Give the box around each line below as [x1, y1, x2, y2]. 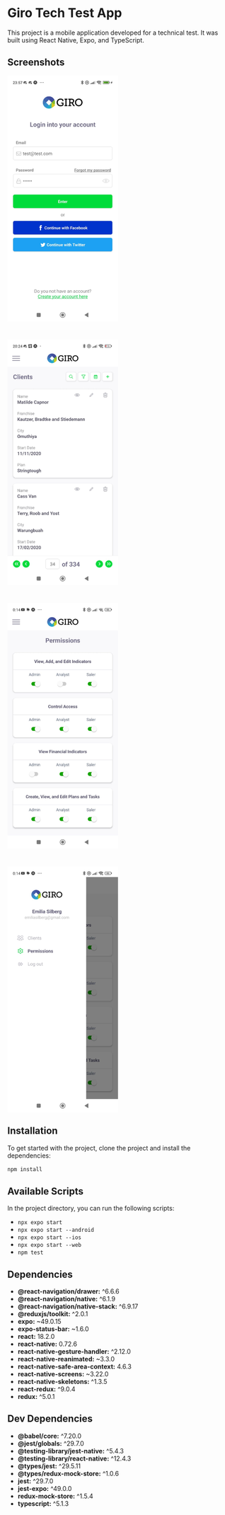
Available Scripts [7, 1185, 83, 1197]
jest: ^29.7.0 [17, 1477, 54, 1485]
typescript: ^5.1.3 [17, 1499, 69, 1508]
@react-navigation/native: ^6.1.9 [17, 1295, 115, 1303]
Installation [7, 1125, 58, 1137]
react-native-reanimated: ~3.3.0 [17, 1355, 115, 1364]
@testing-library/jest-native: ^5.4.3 [17, 1446, 124, 1455]
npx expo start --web [17, 1242, 81, 1249]
